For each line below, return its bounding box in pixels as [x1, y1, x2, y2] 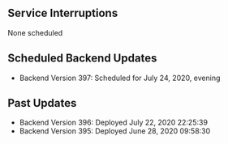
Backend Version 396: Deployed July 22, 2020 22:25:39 [19, 117, 209, 128]
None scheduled [7, 28, 63, 37]
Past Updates [7, 96, 77, 110]
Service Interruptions [7, 6, 118, 20]
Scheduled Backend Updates [7, 52, 157, 66]
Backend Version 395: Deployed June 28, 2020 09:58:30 [19, 126, 211, 136]
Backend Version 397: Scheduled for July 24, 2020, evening [19, 73, 221, 83]
